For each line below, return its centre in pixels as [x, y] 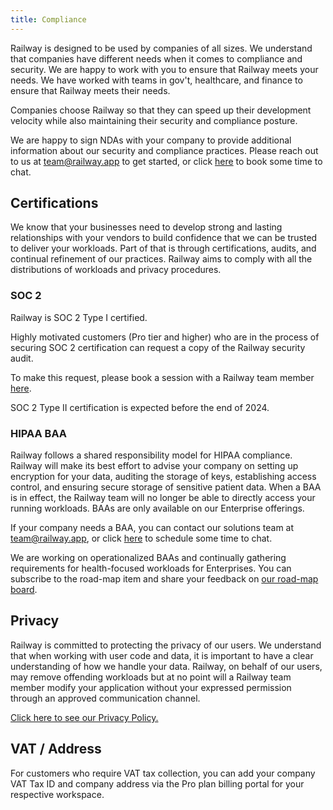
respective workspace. [57, 794]
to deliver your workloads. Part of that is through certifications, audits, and [163, 248]
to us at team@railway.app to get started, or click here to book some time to [166, 161]
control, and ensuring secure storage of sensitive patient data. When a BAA [166, 487]
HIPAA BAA [39, 433]
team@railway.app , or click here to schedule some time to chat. [141, 538]
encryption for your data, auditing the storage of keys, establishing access [163, 477]
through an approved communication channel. [105, 698]
